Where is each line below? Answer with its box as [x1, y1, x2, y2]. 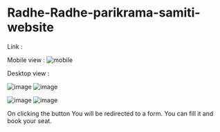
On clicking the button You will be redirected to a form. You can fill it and [7, 109, 214, 117]
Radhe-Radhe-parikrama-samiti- [7, 5, 201, 21]
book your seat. [7, 116, 52, 125]
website [7, 19, 54, 35]
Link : [7, 42, 23, 50]
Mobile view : [7, 55, 46, 64]
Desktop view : [7, 69, 50, 77]
